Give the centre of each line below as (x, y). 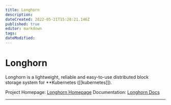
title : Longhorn (22, 10)
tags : (11, 33)
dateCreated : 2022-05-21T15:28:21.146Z (48, 19)
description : (19, 15)
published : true (22, 24)
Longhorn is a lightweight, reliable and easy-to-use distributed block (77, 77)
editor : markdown (24, 29)
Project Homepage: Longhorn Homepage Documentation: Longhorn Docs (83, 92)
